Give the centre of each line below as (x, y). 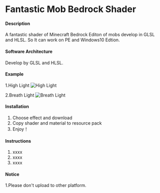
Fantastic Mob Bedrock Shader (71, 9)
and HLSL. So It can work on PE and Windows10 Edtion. (62, 40)
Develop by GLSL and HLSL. (34, 63)
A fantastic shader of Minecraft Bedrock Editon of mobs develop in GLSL (80, 35)
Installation (17, 107)
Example (14, 74)
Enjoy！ (20, 129)
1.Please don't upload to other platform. (46, 185)
